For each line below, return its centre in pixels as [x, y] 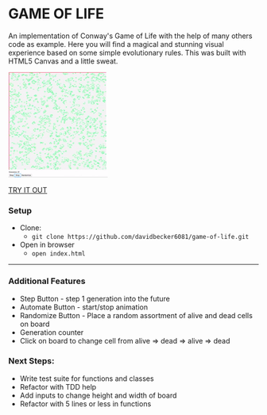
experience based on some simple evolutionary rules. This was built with [127, 52]
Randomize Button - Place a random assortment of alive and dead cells [136, 315]
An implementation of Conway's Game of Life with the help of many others [130, 36]
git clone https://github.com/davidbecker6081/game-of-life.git [140, 237]
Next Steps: [31, 361]
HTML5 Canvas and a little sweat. [63, 61]
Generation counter [52, 332]
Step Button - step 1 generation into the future [95, 298]
